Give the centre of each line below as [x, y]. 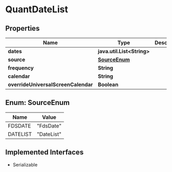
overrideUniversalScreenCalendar [50, 84]
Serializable [25, 164]
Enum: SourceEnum [38, 103]
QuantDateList [37, 9]
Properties [23, 28]
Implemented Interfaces [45, 152]
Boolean [108, 84]
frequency [21, 68]
